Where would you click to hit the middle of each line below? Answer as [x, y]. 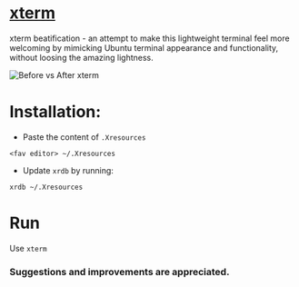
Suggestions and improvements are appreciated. [120, 272]
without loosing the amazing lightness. [81, 57]
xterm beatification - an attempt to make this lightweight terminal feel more [149, 38]
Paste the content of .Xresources [84, 137]
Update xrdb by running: [68, 170]
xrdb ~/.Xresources [46, 187]
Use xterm [28, 248]
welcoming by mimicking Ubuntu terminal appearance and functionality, [144, 47]
